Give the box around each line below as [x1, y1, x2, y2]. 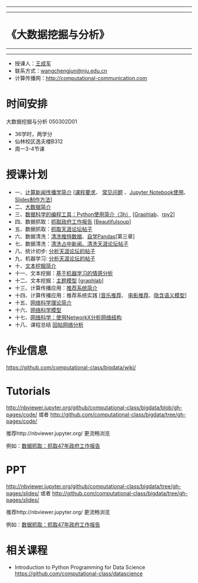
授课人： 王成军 [14, 59, 51, 67]
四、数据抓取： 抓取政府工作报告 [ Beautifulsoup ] [14, 218, 131, 225]
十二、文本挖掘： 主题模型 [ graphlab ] [14, 277, 104, 284]
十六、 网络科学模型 [14, 306, 62, 313]
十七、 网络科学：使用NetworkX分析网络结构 [14, 313, 122, 321]
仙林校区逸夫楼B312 [14, 138, 63, 145]
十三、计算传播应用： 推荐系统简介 [14, 284, 98, 291]
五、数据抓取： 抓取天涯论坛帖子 [14, 225, 93, 233]
